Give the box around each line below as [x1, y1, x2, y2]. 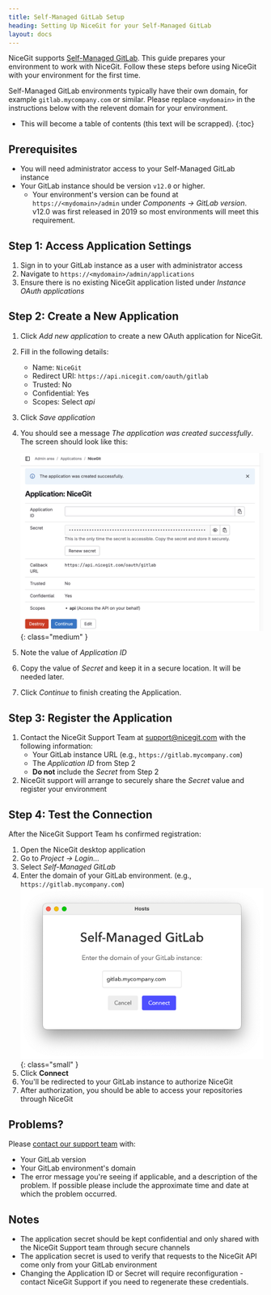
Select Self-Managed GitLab [19, 862, 116, 872]
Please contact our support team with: [8, 1139, 136, 1149]
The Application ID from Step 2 [32, 759, 136, 768]
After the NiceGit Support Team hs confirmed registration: [8, 829, 201, 839]
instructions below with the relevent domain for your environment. [8, 104, 228, 113]
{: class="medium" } [19, 632, 88, 642]
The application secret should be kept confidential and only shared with [19, 1234, 260, 1244]
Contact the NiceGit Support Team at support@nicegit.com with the [19, 733, 247, 743]
